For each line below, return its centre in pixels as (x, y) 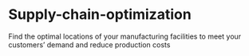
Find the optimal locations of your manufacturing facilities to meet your (125, 36)
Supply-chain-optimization (100, 15)
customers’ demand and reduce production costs (89, 44)
